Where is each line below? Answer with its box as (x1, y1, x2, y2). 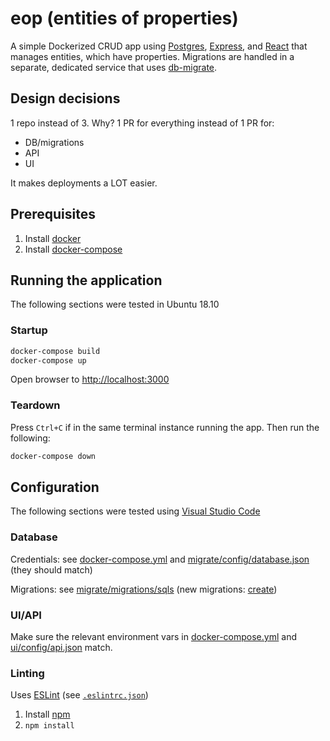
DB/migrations (24, 136, 85, 148)
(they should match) (10, 563, 93, 576)
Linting (10, 666, 45, 680)
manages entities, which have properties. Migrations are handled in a (10, 50, 295, 62)
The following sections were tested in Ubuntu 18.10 (10, 298, 220, 311)
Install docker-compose (24, 243, 123, 255)
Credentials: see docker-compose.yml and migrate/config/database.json (10, 553, 310, 565)
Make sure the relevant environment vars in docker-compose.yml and (10, 631, 297, 642)
